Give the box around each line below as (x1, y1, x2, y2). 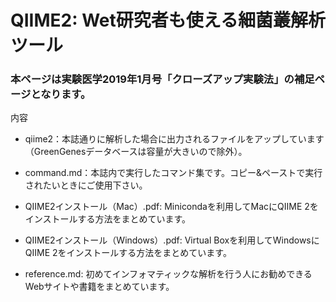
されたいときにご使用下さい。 (24, 179, 148, 191)
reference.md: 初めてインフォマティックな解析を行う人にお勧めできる (24, 268, 313, 280)
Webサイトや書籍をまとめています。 (24, 281, 175, 293)
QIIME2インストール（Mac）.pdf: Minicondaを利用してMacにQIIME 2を (24, 201, 319, 213)
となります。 (30, 87, 92, 101)
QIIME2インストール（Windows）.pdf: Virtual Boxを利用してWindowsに (24, 234, 320, 246)
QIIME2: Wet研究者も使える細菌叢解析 (10, 9, 326, 32)
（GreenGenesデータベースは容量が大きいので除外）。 (24, 146, 248, 158)
